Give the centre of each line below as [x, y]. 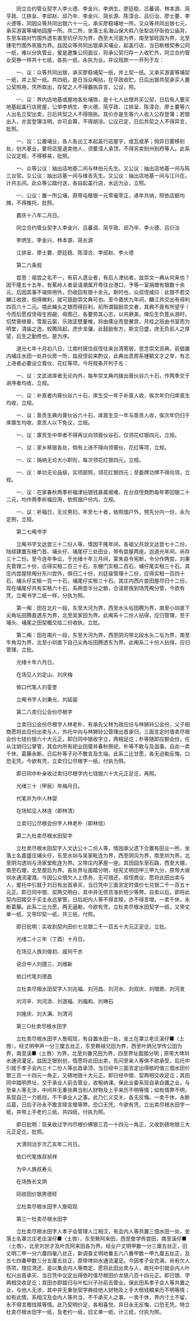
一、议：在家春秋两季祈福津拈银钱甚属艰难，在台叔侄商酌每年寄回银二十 [103, 492]
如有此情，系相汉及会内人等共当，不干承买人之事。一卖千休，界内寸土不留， [98, 1297]
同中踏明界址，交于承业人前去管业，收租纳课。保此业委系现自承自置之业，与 [98, 1082]
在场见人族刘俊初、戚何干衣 [49, 951]
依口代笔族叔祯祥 [36, 1157]
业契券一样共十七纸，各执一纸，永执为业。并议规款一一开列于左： [85, 60]
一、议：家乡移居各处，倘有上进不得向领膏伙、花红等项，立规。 [93, 447]
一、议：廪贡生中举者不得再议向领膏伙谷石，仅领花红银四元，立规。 [98, 435]
